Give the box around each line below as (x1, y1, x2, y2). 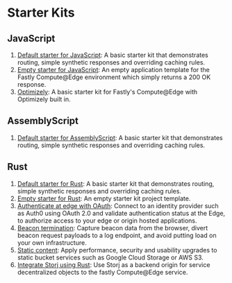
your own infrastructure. (17, 238, 87, 247)
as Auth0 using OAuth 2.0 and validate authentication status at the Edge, (17, 209, 226, 217)
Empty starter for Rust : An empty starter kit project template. (17, 194, 191, 203)
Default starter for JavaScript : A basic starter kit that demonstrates (17, 51, 208, 59)
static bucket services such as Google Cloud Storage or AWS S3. (17, 253, 204, 261)
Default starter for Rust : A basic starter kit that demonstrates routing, (17, 179, 215, 188)
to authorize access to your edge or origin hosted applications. (17, 216, 197, 225)
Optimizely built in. (17, 95, 71, 103)
